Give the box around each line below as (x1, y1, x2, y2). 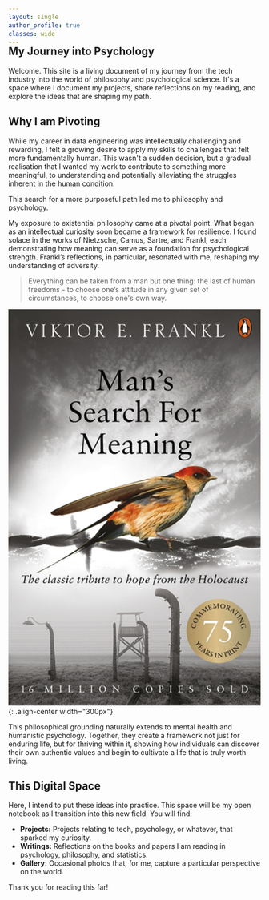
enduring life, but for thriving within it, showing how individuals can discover (8, 739, 260, 749)
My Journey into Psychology (8, 45, 155, 58)
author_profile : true (8, 21, 81, 30)
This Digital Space (8, 779, 102, 793)
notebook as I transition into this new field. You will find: (8, 809, 192, 818)
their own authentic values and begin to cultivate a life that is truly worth (8, 747, 247, 757)
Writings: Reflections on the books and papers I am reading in (19, 842, 226, 851)
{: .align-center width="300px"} (8, 706, 114, 716)
